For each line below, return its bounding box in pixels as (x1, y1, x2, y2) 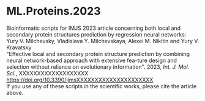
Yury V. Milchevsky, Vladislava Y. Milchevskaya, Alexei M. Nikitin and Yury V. (6, 37, 199, 44)
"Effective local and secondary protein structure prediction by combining (6, 50, 190, 57)
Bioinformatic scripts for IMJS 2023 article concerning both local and (6, 24, 181, 32)
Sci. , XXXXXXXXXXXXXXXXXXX (6, 69, 89, 77)
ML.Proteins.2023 (6, 4, 101, 18)
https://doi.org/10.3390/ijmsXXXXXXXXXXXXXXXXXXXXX (6, 76, 154, 83)
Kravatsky (6, 44, 32, 51)
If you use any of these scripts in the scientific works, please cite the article (6, 82, 197, 89)
